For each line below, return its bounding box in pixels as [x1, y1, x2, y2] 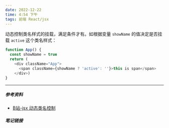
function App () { [5, 47, 42, 53]
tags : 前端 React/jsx [5, 17, 49, 22]
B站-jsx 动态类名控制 [12, 105, 56, 111]
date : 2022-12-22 [5, 7, 42, 13]
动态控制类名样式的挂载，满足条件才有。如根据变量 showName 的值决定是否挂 [5, 31, 162, 37]
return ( [10, 57, 28, 62]
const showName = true [10, 52, 57, 57]
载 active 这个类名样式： [5, 37, 57, 43]
